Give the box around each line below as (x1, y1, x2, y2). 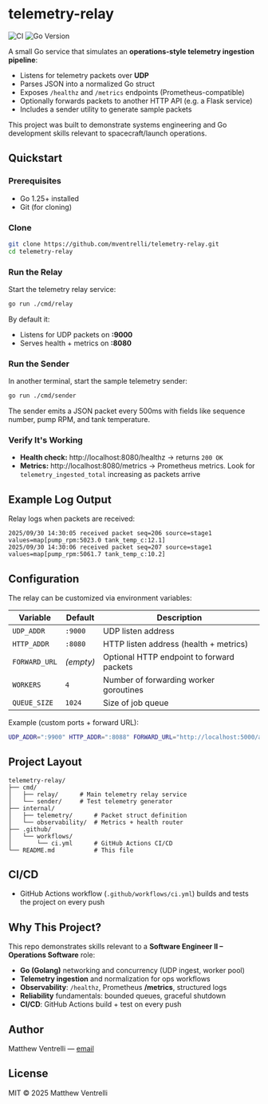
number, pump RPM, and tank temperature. (8, 415, 150, 424)
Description (156, 612, 203, 623)
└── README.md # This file (8, 846, 134, 854)
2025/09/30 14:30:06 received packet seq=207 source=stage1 (8, 543, 213, 551)
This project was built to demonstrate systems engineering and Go (8, 120, 227, 129)
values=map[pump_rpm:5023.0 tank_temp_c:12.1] (8, 536, 166, 545)
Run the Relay (8, 266, 63, 278)
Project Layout (8, 755, 82, 769)
